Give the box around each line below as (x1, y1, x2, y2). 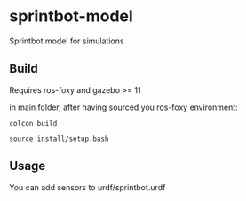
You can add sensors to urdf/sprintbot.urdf (9, 182, 166, 192)
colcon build (9, 119, 58, 128)
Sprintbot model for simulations (9, 35, 124, 46)
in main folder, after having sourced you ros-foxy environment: (9, 102, 238, 112)
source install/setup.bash (9, 135, 109, 143)
